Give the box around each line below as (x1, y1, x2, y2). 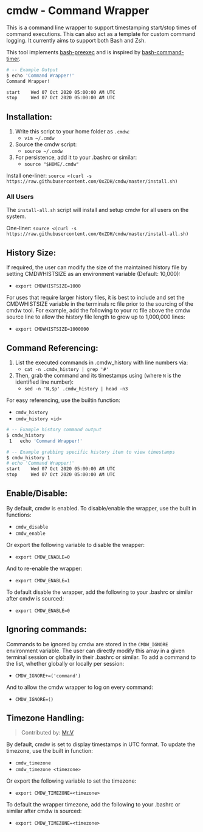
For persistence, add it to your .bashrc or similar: (15, 153, 137, 161)
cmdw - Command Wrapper (6, 4, 150, 18)
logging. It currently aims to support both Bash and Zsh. (6, 37, 146, 44)
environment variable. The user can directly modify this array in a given (6, 647, 185, 654)
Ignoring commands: (6, 624, 87, 635)
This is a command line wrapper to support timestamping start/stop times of (6, 24, 197, 31)
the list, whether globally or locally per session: (6, 660, 125, 667)
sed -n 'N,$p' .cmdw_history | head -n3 (24, 386, 128, 392)
